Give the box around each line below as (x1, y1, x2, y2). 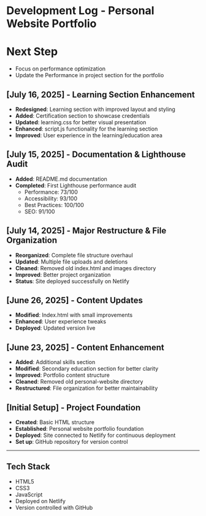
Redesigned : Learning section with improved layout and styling (15, 105, 176, 113)
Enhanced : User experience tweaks (15, 318, 106, 325)
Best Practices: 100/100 (24, 201, 85, 208)
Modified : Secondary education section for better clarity (15, 365, 159, 373)
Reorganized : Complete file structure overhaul (15, 251, 133, 259)
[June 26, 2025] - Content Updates (6, 295, 143, 305)
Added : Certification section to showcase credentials (15, 112, 150, 120)
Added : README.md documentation (15, 175, 107, 183)
